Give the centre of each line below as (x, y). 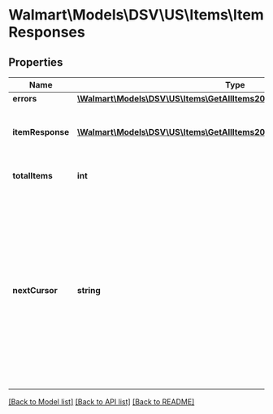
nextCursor (35, 290)
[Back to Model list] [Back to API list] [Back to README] (102, 402)
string (89, 290)
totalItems (32, 176)
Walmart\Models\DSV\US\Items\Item (136, 15)
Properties (36, 62)
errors (25, 99)
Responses (47, 32)
